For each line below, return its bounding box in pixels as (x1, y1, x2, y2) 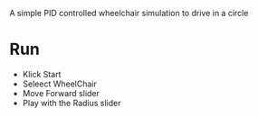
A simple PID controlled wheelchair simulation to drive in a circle (9, 8, 249, 18)
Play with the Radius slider (22, 97, 121, 108)
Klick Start (22, 68, 62, 79)
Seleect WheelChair (22, 78, 97, 89)
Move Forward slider (22, 87, 100, 98)
